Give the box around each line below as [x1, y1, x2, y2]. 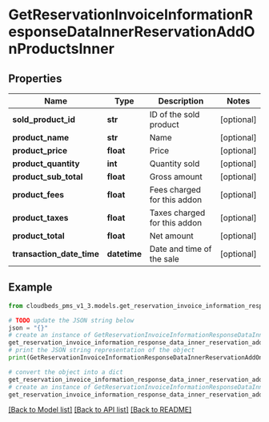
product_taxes [12, 213, 69, 223]
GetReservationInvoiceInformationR [8, 6, 254, 24]
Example [8, 281, 53, 294]
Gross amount [149, 171, 203, 182]
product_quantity [12, 158, 80, 169]
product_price [12, 145, 68, 156]
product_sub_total [12, 171, 83, 182]
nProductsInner [8, 40, 114, 58]
